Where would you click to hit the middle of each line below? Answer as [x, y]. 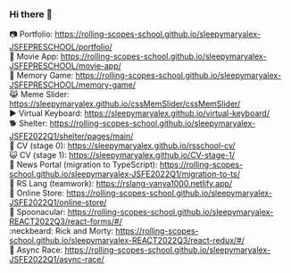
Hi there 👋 [31, 14]
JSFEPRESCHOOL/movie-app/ [66, 66]
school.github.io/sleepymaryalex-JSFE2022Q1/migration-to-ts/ [125, 174]
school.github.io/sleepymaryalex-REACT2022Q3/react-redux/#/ [127, 241]
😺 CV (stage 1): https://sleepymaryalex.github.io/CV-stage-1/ [122, 155]
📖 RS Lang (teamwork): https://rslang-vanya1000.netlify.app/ [121, 184]
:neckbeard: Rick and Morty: [62, 231]
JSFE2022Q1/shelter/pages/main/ [71, 136]
